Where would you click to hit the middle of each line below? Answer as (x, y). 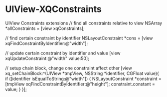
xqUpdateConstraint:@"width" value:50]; (47, 58)
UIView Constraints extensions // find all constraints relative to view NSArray (84, 23)
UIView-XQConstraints (54, 9)
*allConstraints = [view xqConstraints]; (45, 28)
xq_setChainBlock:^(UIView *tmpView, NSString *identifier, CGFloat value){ (82, 73)
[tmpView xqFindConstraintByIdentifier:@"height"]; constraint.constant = (80, 84)
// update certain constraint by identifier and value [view (63, 53)
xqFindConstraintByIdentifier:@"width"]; (47, 43)
